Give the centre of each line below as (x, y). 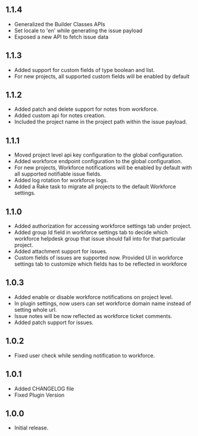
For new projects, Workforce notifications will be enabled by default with (103, 168)
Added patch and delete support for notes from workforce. (86, 109)
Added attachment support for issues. (61, 251)
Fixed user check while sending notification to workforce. (84, 355)
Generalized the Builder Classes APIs (59, 24)
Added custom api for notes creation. (60, 116)
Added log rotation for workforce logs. (61, 180)
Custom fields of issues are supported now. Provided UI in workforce (99, 258)
